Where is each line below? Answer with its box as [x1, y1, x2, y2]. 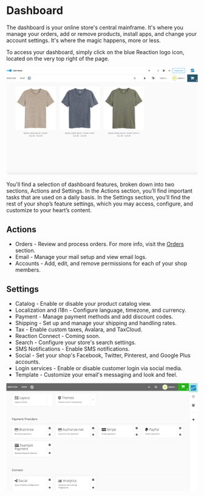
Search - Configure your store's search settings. [15, 339, 137, 346]
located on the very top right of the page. [6, 55, 109, 62]
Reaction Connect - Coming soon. [15, 332, 101, 340]
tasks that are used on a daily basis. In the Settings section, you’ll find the [6, 194, 190, 201]
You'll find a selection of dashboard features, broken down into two [6, 181, 175, 188]
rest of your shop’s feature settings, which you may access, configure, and [6, 200, 193, 207]
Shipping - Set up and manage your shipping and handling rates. [15, 320, 177, 327]
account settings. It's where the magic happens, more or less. [6, 36, 161, 44]
